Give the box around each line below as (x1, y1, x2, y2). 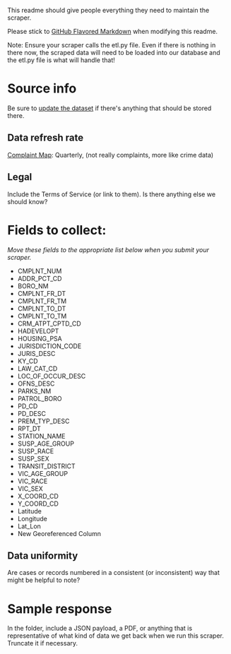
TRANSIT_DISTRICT (17, 462, 76, 470)
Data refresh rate (7, 132, 84, 144)
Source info (7, 81, 77, 97)
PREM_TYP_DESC (17, 417, 70, 425)
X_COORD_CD (17, 492, 59, 500)
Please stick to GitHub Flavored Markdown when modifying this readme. (7, 28, 218, 35)
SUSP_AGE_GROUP (17, 439, 74, 448)
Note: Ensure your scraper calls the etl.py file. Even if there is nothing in (7, 41, 216, 49)
